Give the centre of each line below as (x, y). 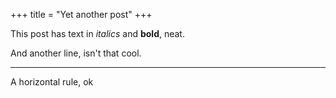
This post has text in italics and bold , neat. (97, 33)
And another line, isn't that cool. (76, 53)
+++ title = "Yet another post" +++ (81, 14)
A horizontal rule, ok (52, 82)
